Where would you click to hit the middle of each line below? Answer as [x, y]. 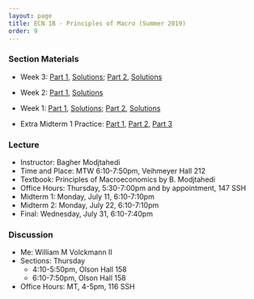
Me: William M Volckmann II [66, 252]
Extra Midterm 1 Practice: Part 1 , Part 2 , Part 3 [96, 124]
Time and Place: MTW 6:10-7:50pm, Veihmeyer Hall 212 [113, 171]
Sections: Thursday [53, 261]
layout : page [30, 16]
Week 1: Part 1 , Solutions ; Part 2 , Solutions [90, 108]
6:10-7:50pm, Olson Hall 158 [79, 278]
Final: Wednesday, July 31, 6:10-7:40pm [87, 213]
